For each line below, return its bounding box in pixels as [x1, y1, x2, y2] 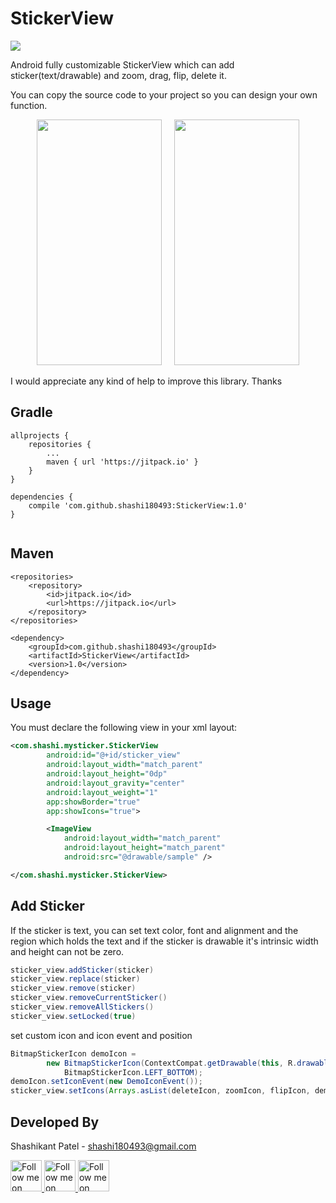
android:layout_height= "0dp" [46, 769, 168, 779]
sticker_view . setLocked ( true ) [10, 1011, 137, 1021]
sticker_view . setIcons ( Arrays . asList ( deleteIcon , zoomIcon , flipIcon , [10, 1086, 311, 1096]
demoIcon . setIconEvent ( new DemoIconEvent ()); [10, 1077, 203, 1087]
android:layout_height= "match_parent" [63, 843, 226, 853]
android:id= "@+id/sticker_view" [46, 750, 182, 761]
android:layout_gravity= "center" [46, 778, 186, 788]
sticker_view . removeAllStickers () [10, 1002, 155, 1012]
